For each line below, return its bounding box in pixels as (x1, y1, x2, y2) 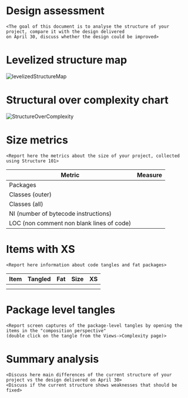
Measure (137, 170, 163, 179)
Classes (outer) (9, 190, 52, 198)
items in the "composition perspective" (6, 327, 107, 333)
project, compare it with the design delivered (6, 28, 125, 35)
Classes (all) (9, 200, 43, 208)
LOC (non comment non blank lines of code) (9, 219, 132, 227)
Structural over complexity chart (6, 93, 169, 107)
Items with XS (6, 242, 75, 256)
